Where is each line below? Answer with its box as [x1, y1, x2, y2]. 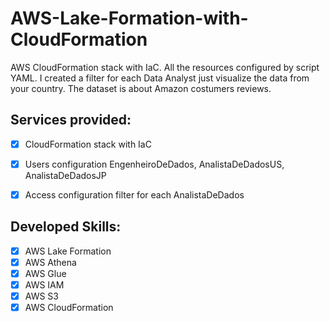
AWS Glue [24, 267, 67, 279]
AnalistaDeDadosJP [24, 169, 107, 181]
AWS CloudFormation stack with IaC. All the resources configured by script [10, 61, 320, 73]
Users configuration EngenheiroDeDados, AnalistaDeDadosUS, [24, 158, 285, 170]
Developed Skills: [10, 218, 122, 236]
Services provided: [10, 112, 132, 129]
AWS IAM [24, 278, 65, 291]
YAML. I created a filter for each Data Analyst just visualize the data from [10, 72, 310, 84]
